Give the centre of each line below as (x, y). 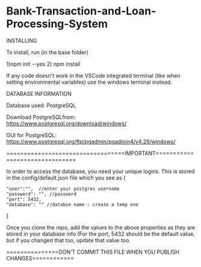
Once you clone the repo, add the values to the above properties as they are (101, 227)
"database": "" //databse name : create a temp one (72, 204)
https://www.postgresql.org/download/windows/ (66, 123)
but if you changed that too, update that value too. (68, 240)
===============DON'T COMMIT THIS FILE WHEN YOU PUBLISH (93, 252)
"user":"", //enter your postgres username (63, 189)
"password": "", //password (42, 194)
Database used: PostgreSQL (41, 105)
